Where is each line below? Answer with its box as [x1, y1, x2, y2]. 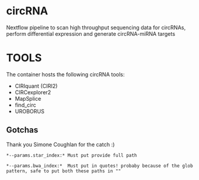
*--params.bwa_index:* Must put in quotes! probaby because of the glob [6, 163, 194, 169]
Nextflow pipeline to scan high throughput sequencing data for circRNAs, [6, 24, 186, 31]
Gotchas [6, 125, 39, 135]
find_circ [14, 101, 37, 108]
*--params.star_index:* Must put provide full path [6, 152, 137, 159]
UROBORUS [14, 107, 45, 114]
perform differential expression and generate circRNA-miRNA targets [6, 30, 176, 37]
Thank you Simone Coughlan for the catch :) [6, 141, 115, 148]
